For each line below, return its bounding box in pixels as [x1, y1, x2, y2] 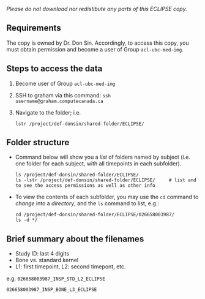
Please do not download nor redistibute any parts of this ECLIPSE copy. [6, 6, 188, 12]
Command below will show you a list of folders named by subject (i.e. [15, 153, 191, 161]
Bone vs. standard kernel [15, 257, 78, 264]
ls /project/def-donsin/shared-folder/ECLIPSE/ [15, 172, 139, 178]
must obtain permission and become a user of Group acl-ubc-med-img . [6, 45, 184, 53]
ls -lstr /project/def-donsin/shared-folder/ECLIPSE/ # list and [15, 177, 197, 183]
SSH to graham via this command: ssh [15, 91, 111, 99]
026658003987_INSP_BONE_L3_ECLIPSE [6, 287, 97, 293]
